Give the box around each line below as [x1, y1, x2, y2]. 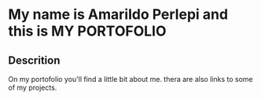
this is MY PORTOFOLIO [8, 22, 167, 40]
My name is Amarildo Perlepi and [8, 6, 229, 24]
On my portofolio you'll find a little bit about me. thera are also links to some [8, 75, 253, 83]
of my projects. [8, 83, 57, 92]
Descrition [8, 54, 61, 67]
